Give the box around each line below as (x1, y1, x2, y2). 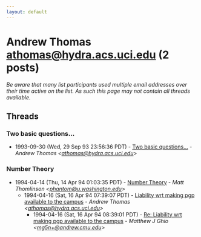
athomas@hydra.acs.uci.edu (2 (6, 48, 170, 61)
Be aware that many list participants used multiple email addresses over (6, 81, 188, 88)
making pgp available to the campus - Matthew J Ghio (33, 217, 168, 224)
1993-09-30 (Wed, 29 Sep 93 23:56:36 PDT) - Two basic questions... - (15, 143, 193, 150)
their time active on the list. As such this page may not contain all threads (6, 87, 191, 95)
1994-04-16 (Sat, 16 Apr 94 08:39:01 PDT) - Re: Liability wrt (33, 210, 182, 218)
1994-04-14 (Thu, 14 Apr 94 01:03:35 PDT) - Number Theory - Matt (15, 178, 184, 185)
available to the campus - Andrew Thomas (24, 198, 130, 205)
